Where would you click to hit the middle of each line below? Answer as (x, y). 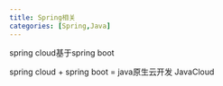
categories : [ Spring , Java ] (60, 26)
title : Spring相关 (42, 17)
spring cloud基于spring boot (62, 52)
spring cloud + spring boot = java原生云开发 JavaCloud (112, 72)
